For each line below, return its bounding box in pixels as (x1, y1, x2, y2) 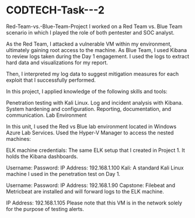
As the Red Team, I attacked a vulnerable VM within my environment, (6, 40, 172, 47)
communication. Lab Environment (6, 112, 87, 119)
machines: (6, 135, 31, 142)
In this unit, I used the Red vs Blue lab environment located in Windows (6, 123, 177, 130)
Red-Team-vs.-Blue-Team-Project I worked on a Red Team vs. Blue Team (6, 23, 183, 30)
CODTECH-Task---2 (6, 4, 105, 17)
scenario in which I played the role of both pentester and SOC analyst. (6, 29, 175, 36)
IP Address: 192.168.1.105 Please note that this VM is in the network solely (6, 199, 183, 206)
